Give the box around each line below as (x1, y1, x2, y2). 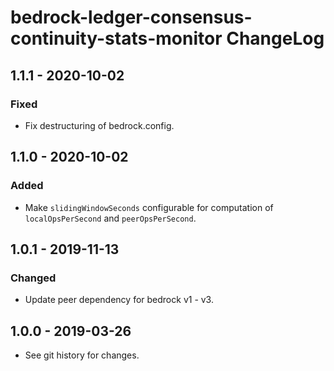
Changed (10, 271, 57, 285)
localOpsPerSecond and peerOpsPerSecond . (24, 212, 197, 224)
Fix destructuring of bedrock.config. (24, 119, 175, 131)
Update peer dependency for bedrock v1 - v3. (24, 294, 214, 306)
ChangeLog (226, 27, 325, 50)
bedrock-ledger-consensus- (10, 6, 253, 29)
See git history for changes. (24, 349, 140, 361)
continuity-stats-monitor (10, 27, 223, 50)
